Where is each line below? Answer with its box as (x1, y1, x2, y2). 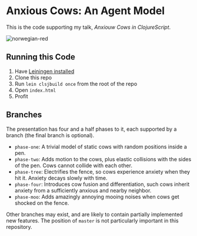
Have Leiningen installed (14, 68, 75, 75)
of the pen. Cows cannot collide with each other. (14, 162, 132, 169)
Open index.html (14, 87, 56, 94)
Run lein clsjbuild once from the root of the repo (14, 80, 138, 87)
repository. (6, 223, 32, 230)
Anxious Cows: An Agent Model (6, 4, 165, 18)
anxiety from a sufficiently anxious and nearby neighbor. (14, 187, 152, 194)
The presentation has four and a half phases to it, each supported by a (6, 125, 177, 132)
